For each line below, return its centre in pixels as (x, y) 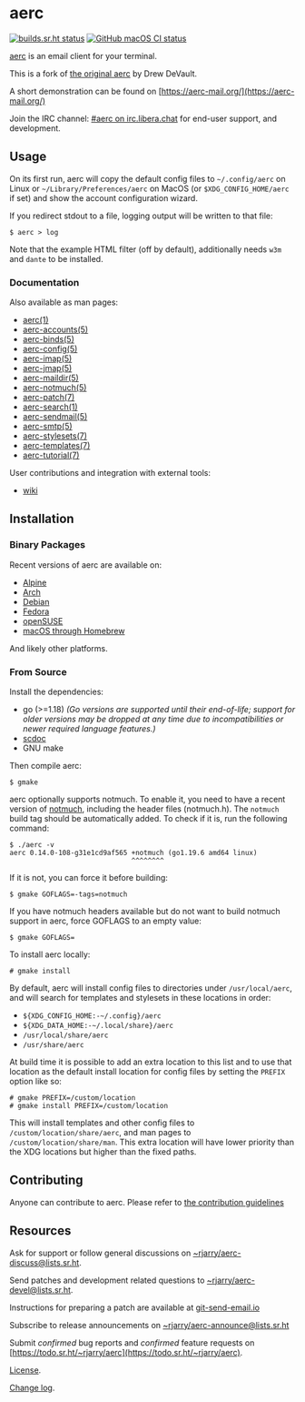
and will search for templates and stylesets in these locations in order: (140, 998)
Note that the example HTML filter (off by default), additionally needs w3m (146, 249)
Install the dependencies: (57, 692)
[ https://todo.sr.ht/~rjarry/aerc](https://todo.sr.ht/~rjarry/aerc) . (126, 1352)
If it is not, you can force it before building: (89, 878)
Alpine (34, 582)
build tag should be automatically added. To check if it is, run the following (148, 819)
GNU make (43, 748)
